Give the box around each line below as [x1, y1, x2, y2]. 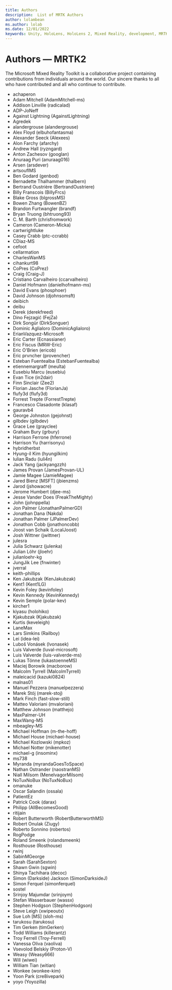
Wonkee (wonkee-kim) [12, 967, 61, 974]
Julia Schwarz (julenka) [12, 543, 62, 549]
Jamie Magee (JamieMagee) [12, 472, 73, 478]
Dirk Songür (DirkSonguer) [12, 320, 69, 326]
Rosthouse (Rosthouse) [12, 842, 62, 849]
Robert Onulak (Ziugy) [12, 820, 60, 827]
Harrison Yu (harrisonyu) [12, 439, 66, 446]
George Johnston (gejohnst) [12, 412, 73, 418]
